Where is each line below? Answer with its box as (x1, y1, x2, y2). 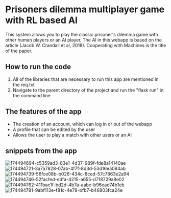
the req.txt (12, 81, 35, 87)
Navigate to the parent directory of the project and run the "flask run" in (12, 87, 164, 93)
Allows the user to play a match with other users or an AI (12, 131, 132, 138)
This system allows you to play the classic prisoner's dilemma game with (5, 31, 158, 37)
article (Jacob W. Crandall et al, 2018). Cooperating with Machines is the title (5, 42, 166, 48)
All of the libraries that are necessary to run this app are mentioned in (12, 76, 159, 82)
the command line (12, 92, 51, 98)
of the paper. (5, 48, 33, 54)
